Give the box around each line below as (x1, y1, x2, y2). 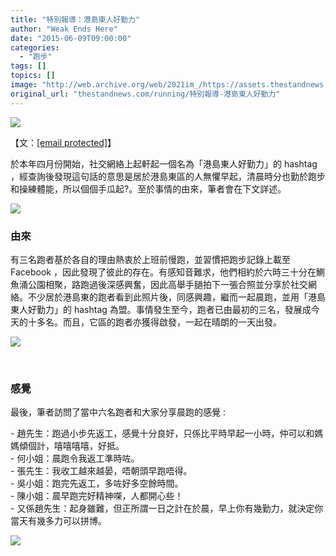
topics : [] (10, 71, 56, 81)
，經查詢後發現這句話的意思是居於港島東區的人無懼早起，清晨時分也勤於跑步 (10, 170, 326, 182)
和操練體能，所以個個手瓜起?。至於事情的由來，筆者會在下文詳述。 (10, 182, 287, 195)
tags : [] (10, 61, 47, 71)
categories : (10, 42, 60, 53)
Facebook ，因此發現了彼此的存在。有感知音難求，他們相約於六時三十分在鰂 (10, 266, 325, 278)
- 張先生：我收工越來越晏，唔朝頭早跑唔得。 (10, 465, 193, 477)
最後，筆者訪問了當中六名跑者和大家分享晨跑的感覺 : (10, 406, 226, 418)
